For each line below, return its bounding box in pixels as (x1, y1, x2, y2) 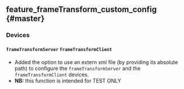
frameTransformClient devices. (14, 71, 89, 78)
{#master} (6, 14, 45, 24)
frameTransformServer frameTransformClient (6, 47, 112, 52)
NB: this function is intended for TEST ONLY (14, 77, 121, 84)
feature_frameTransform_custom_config (6, 5, 157, 15)
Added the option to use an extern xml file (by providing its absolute (14, 58, 178, 66)
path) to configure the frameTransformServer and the (14, 65, 141, 72)
